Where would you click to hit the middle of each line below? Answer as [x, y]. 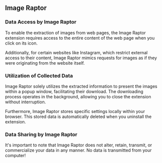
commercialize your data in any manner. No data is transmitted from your [79, 150]
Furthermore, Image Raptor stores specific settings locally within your [75, 111]
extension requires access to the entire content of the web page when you [80, 38]
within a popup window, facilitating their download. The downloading [74, 91]
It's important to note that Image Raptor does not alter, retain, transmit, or [79, 145]
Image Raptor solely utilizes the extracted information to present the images [81, 86]
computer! [15, 156]
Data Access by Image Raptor [41, 22]
